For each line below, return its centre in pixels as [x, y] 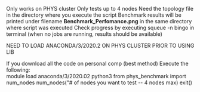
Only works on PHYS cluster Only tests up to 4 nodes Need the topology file [100, 9]
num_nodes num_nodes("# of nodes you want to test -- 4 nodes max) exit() [99, 82]
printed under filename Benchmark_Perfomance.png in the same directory [99, 21]
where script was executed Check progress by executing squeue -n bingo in [100, 27]
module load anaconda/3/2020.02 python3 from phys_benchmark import [96, 76]
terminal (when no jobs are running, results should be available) [84, 34]
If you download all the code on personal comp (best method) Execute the [98, 63]
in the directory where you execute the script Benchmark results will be [94, 15]
